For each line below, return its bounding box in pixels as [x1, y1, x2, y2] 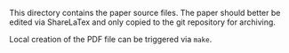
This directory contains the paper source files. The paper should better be [9, 8, 281, 18]
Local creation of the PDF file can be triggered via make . [9, 34, 213, 44]
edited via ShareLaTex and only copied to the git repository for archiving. [9, 17, 276, 27]
